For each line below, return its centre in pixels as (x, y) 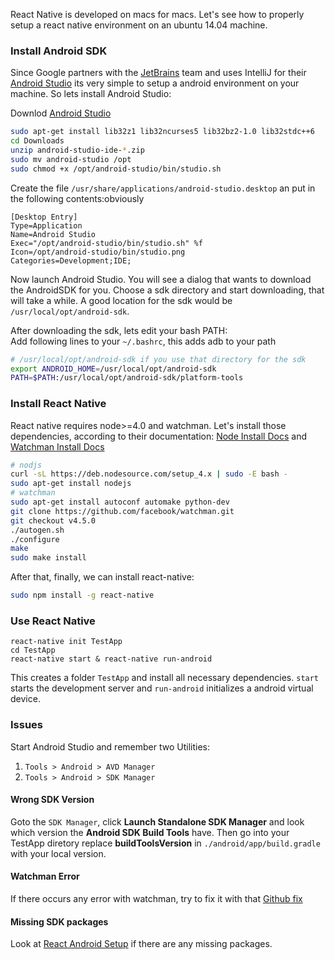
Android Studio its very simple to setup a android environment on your (155, 83)
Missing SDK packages (59, 921)
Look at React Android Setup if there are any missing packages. (141, 944)
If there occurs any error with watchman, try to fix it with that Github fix (156, 899)
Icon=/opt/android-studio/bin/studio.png (98, 252)
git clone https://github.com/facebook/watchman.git (122, 511)
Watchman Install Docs (57, 446)
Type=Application (46, 225)
